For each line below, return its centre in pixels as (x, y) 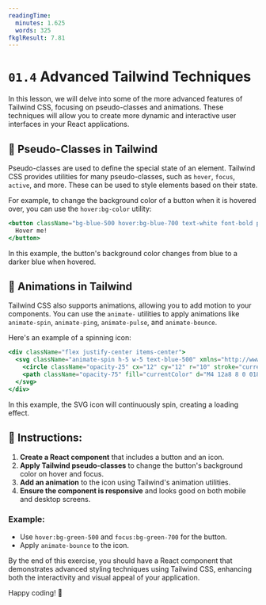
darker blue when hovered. (52, 262)
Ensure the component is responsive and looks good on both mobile (133, 490)
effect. (19, 412)
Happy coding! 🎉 (36, 592)
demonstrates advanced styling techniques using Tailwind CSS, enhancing (130, 569)
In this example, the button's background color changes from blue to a (123, 253)
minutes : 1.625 (40, 23)
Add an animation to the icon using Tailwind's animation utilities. (125, 482)
